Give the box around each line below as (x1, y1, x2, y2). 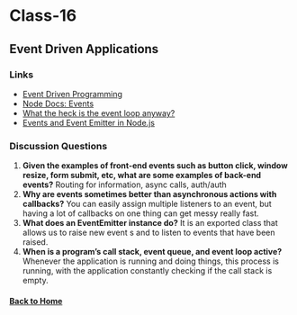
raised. (22, 237, 49, 247)
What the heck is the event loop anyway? (22, 107, 175, 118)
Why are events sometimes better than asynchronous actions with (22, 189, 277, 200)
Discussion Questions (9, 139, 108, 152)
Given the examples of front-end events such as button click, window (22, 160, 288, 171)
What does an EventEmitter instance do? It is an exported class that (22, 218, 279, 229)
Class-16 (9, 5, 77, 26)
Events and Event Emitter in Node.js (22, 117, 156, 128)
